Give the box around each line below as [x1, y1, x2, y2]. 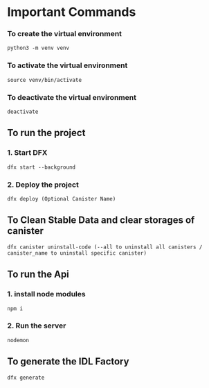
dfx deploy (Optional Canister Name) [7, 196, 116, 203]
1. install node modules [7, 289, 86, 299]
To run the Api [7, 269, 69, 280]
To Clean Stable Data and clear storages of [7, 214, 195, 226]
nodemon [7, 337, 30, 344]
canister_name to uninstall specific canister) [7, 249, 147, 257]
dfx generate [7, 374, 45, 381]
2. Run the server [7, 321, 66, 330]
